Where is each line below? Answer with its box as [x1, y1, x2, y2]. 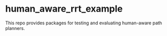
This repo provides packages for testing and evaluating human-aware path [5, 20, 162, 26]
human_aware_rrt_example [5, 3, 123, 15]
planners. [5, 25, 25, 31]
